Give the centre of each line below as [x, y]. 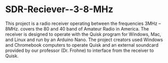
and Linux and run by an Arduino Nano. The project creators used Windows [84, 40]
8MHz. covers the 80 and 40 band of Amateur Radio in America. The [77, 28]
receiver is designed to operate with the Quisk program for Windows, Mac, [83, 34]
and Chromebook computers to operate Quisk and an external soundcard [82, 45]
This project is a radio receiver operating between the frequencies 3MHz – [83, 23]
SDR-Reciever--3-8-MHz [59, 9]
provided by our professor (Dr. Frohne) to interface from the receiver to [79, 50]
